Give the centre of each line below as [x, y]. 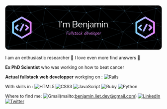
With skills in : [19, 86]
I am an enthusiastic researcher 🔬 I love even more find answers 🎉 [73, 57]
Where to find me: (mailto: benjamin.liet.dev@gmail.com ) [71, 96]
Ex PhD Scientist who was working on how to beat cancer [65, 67]
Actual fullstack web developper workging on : [54, 77]
